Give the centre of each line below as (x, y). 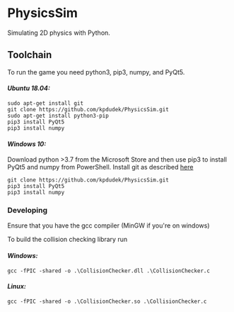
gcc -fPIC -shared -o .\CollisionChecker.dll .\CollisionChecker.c (109, 271)
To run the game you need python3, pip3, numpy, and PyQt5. (96, 72)
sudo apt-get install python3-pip (58, 116)
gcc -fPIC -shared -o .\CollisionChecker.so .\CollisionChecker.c (107, 301)
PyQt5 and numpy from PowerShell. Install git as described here (100, 167)
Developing (28, 211)
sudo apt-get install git (45, 103)
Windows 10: (27, 144)
